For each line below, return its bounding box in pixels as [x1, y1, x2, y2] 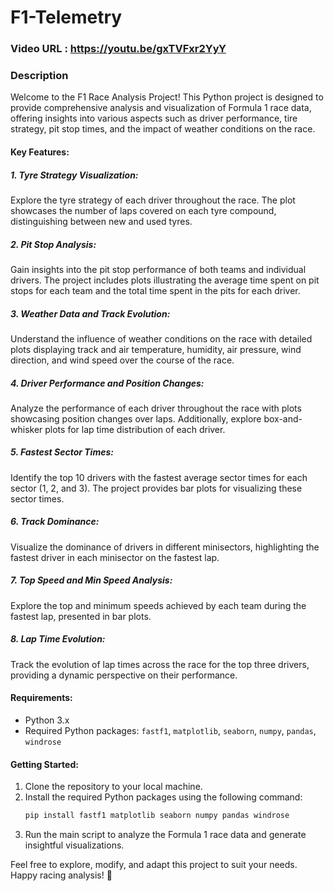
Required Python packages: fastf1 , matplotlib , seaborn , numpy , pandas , [24, 724, 317, 736]
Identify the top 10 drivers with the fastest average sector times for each [10, 471, 308, 483]
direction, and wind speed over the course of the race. [10, 354, 235, 366]
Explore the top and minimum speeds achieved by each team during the [10, 599, 307, 611]
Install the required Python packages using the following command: [24, 791, 303, 803]
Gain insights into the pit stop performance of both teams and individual [10, 263, 307, 275]
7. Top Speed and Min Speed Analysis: [10, 574, 173, 586]
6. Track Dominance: [10, 516, 100, 528]
